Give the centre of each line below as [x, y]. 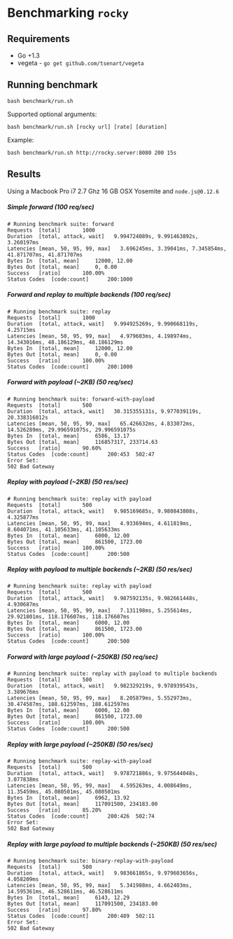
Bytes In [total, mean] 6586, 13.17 [69, 436]
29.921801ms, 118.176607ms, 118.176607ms [69, 617]
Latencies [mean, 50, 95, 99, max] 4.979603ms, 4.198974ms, [100, 336]
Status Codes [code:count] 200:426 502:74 [81, 816]
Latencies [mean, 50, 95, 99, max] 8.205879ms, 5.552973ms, [100, 698]
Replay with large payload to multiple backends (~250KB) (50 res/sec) [112, 844]
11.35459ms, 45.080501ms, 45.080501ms [64, 792]
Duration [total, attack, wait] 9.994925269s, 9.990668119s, [103, 324]
